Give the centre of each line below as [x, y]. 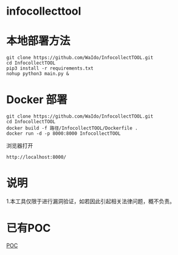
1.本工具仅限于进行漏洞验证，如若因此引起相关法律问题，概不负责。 [91, 201]
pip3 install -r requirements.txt [50, 68]
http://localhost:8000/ [36, 157]
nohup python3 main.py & [38, 74]
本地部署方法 [39, 41]
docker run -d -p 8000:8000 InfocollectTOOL [63, 134]
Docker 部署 [37, 100]
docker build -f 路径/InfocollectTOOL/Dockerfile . [72, 128]
